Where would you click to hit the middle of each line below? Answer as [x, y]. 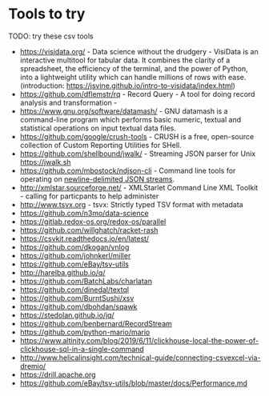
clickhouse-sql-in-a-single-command [82, 349]
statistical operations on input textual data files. [98, 128]
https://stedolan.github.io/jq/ [67, 315]
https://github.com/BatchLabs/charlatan [86, 281]
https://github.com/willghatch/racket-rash [89, 230]
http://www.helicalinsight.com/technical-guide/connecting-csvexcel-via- [141, 358]
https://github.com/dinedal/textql [74, 290]
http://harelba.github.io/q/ [62, 272]
